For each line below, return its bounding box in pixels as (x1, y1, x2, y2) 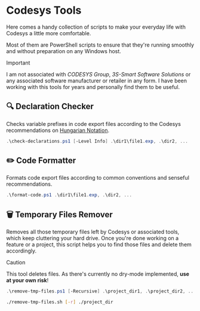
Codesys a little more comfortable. (6, 29, 91, 36)
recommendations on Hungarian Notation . (6, 127, 109, 134)
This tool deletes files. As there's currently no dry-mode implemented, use (6, 270, 190, 278)
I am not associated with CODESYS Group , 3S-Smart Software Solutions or (6, 70, 191, 78)
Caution (6, 259, 26, 266)
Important (6, 59, 30, 66)
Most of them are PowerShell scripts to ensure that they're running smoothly (6, 41, 195, 48)
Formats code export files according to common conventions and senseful (6, 174, 190, 181)
